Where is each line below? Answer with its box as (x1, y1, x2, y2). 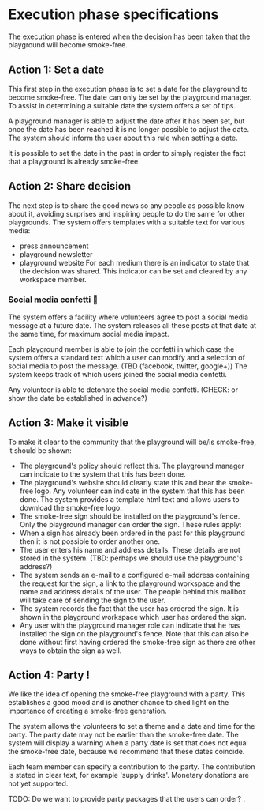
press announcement (19, 241, 89, 251)
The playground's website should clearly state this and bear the (19, 477, 227, 487)
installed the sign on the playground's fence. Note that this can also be (19, 628, 250, 638)
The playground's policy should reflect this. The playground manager (19, 461, 244, 470)
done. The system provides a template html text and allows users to (19, 494, 240, 504)
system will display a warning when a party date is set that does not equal (8, 738, 248, 748)
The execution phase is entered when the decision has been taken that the (8, 32, 251, 41)
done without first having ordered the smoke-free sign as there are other (19, 637, 256, 647)
